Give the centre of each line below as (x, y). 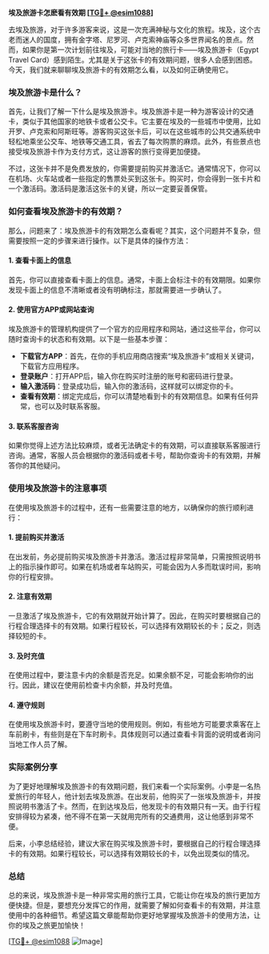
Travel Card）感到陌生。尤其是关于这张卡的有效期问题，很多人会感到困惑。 (132, 60)
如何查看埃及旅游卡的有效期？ (66, 212)
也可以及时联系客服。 (69, 406)
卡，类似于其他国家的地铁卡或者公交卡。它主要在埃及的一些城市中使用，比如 (134, 122)
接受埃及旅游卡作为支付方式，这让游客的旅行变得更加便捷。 (106, 152)
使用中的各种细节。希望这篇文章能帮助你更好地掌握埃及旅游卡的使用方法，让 (134, 915)
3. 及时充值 (27, 656)
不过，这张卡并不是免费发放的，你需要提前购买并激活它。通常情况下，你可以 (134, 168)
